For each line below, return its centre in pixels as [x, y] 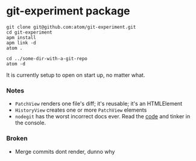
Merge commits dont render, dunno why [65, 151]
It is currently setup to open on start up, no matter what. [76, 75]
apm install [21, 37]
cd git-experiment [29, 32]
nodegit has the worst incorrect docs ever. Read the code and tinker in [103, 117]
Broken [17, 138]
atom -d [16, 64]
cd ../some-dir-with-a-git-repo [47, 58]
